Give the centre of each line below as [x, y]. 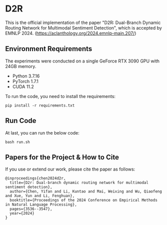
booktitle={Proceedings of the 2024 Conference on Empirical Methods [83, 200]
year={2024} [22, 213]
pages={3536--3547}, [31, 209]
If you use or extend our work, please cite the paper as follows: [70, 169]
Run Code [21, 121]
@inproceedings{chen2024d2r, [35, 178]
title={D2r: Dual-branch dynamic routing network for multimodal [79, 183]
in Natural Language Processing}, [41, 205]
